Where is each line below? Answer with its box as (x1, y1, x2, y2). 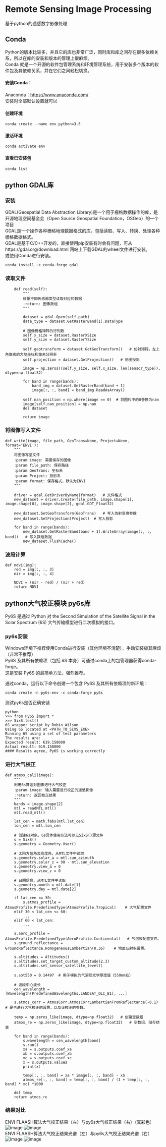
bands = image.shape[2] (14, 802, 63, 806)
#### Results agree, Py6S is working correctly (5, 748, 106, 754)
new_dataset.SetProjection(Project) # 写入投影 (14, 516, 113, 521)
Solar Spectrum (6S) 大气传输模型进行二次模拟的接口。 (5, 619, 117, 625)
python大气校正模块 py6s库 (5, 599, 91, 608)
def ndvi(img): (5, 563, 37, 568)
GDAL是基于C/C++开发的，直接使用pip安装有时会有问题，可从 (5, 240, 133, 246)
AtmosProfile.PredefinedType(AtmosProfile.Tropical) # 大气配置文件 (5, 905, 152, 910)
